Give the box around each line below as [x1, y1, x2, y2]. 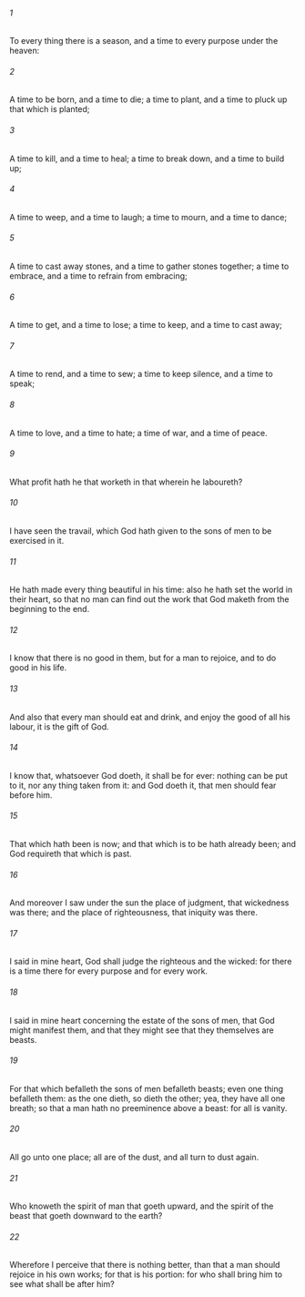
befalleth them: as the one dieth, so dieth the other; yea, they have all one [9, 1093, 286, 1104]
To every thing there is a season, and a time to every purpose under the [9, 36, 279, 46]
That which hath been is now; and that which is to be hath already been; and [9, 839, 297, 850]
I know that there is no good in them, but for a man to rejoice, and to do [9, 652, 277, 664]
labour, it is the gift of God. [9, 720, 109, 732]
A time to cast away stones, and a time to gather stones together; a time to [9, 260, 290, 272]
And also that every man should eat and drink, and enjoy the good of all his [9, 711, 291, 722]
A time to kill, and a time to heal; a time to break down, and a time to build [9, 153, 285, 164]
